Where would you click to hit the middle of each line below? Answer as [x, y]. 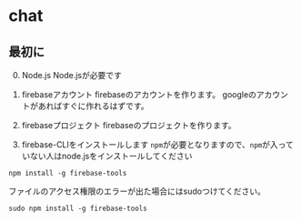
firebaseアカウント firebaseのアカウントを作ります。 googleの [139, 95]
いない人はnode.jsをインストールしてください [107, 156]
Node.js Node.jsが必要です [71, 75]
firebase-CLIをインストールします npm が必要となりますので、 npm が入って [158, 145]
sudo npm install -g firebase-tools [78, 208]
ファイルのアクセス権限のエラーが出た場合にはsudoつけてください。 [137, 191]
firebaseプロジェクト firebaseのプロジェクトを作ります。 [129, 125]
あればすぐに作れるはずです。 [93, 106]
